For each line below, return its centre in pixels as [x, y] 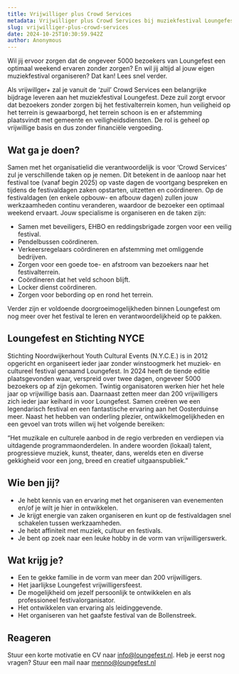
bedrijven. [32, 257]
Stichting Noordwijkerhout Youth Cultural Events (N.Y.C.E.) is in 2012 [108, 356]
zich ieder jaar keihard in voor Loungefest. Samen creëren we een [104, 401]
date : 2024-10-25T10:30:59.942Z [55, 34]
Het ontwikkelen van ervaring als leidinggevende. [90, 608]
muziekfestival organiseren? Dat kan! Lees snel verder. [87, 76]
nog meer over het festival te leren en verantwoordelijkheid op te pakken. [115, 316]
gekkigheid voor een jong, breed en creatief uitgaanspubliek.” [98, 460]
